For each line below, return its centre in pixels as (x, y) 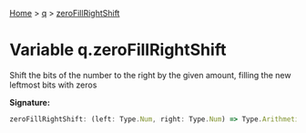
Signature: (30, 102)
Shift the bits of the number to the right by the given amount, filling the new (150, 75)
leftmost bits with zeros (53, 85)
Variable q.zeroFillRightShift (118, 50)
